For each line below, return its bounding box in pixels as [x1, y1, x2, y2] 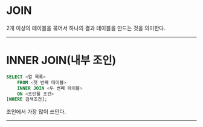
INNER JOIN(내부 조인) [6, 54, 117, 67]
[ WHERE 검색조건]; [6, 96, 48, 103]
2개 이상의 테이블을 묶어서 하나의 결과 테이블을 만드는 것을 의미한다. [6, 24, 166, 31]
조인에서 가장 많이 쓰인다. [6, 108, 66, 116]
